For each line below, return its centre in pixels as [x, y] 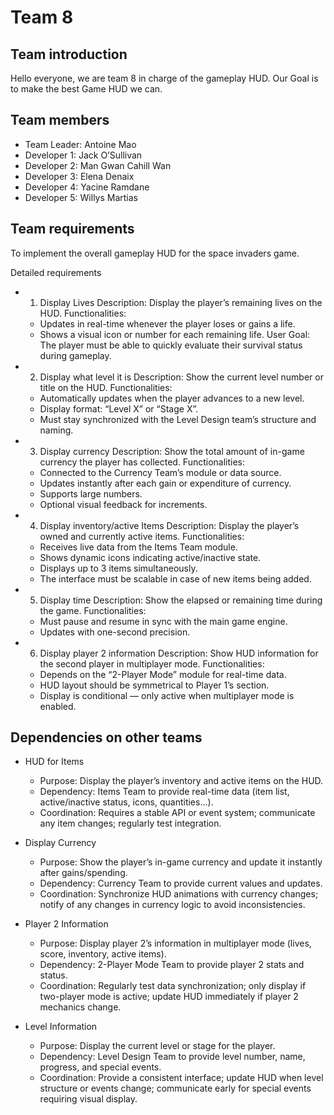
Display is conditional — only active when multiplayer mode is [167, 695]
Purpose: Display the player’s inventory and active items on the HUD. [181, 781]
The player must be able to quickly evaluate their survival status [171, 345]
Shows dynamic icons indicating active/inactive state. [150, 557]
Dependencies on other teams [106, 737]
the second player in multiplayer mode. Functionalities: [152, 663]
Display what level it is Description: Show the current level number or [181, 377]
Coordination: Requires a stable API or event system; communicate [177, 813]
